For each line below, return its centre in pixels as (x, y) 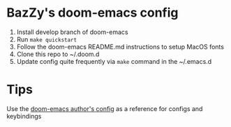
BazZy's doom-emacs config (92, 13)
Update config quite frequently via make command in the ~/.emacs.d (114, 61)
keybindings (24, 116)
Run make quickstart (47, 39)
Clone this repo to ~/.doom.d (58, 54)
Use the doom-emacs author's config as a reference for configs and (105, 108)
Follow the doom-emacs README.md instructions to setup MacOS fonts (120, 46)
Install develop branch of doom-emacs (72, 32)
